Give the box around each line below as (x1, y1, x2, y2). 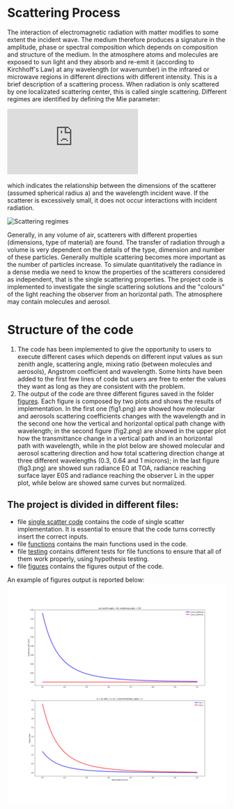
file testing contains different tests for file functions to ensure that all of (17, 547, 221, 555)
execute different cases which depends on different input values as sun (17, 352, 223, 360)
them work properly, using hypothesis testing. (17, 554, 150, 563)
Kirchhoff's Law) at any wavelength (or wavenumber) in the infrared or (7, 65, 210, 73)
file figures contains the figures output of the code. (17, 562, 164, 570)
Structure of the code (7, 322, 134, 338)
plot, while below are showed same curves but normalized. (17, 479, 187, 487)
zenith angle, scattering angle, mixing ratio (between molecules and (17, 360, 212, 368)
